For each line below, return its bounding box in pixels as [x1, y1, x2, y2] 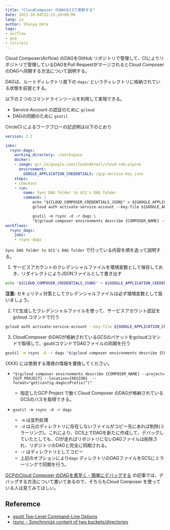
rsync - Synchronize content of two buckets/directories [12, 519, 129, 525]
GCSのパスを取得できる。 [20, 396, 74, 402]
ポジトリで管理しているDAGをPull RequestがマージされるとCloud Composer [5, 61, 164, 68]
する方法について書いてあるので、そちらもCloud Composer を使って [18, 478, 161, 484]
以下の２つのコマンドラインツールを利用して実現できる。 [5, 96, 125, 102]
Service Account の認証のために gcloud [12, 106, 95, 112]
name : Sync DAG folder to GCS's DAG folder [23, 190, 116, 196]
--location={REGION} [45, 376, 88, 381]
